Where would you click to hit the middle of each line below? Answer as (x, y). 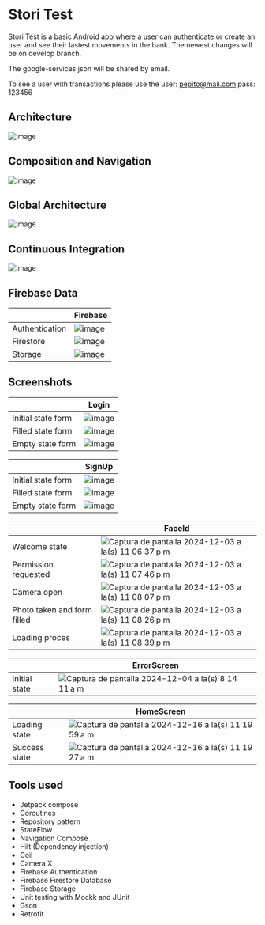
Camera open (37, 592)
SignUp (99, 466)
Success (28, 747)
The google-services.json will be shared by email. (89, 68)
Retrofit (32, 914)
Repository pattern (50, 821)
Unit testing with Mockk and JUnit (75, 897)
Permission (33, 564)
